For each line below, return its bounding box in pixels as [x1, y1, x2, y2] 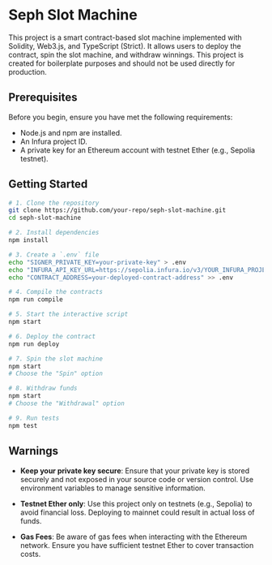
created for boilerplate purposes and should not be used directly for [8, 58, 236, 68]
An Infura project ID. [19, 136, 87, 146]
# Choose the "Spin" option [8, 369, 104, 378]
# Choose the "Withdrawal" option [8, 399, 125, 408]
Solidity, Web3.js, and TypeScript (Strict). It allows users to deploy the [8, 41, 241, 50]
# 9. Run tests [8, 414, 60, 422]
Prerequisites [8, 91, 78, 105]
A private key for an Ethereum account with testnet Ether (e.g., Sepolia [19, 144, 256, 155]
